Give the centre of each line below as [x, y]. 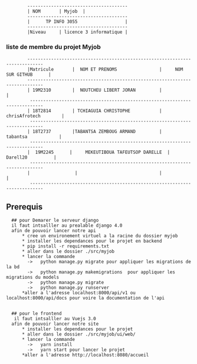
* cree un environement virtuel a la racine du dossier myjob [100, 236]
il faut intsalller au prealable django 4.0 [67, 226]
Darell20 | [32, 157]
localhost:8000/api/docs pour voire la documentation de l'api [86, 298]
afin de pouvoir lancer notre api [54, 231]
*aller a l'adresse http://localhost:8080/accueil [85, 355]
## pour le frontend [37, 314]
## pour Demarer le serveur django [55, 220]
